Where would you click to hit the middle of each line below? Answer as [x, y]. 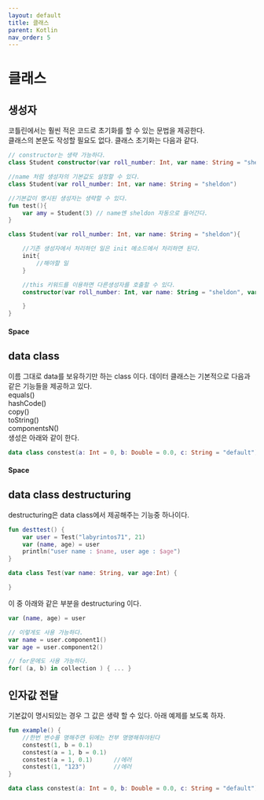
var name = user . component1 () [58, 640]
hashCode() [27, 403]
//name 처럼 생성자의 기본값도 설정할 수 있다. [74, 177]
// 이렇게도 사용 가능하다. [46, 632]
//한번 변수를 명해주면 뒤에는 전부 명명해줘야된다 [91, 737]
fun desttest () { [37, 529]
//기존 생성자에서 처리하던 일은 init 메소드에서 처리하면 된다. [112, 249]
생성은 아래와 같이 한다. [44, 437]
